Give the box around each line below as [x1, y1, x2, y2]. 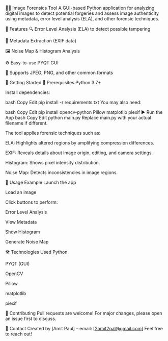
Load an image [5, 189, 37, 195]
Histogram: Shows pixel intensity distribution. [5, 160, 100, 165]
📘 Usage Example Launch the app [5, 179, 76, 185]
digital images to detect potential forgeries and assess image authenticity [5, 10, 159, 16]
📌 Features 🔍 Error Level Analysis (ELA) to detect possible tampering [5, 26, 151, 32]
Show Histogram [5, 229, 40, 235]
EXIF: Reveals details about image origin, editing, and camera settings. [5, 150, 153, 156]
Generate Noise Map [5, 239, 49, 245]
